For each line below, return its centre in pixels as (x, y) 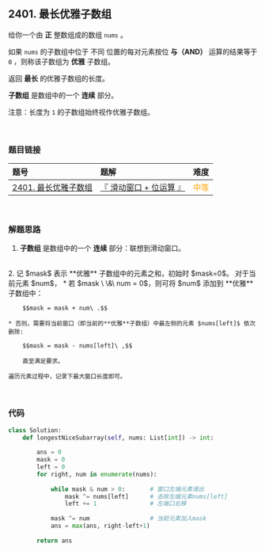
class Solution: (35, 430)
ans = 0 (49, 452)
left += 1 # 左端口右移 (126, 504)
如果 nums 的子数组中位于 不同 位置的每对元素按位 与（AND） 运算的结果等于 (133, 51)
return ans (55, 541)
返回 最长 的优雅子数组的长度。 (59, 78)
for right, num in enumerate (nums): (97, 474)
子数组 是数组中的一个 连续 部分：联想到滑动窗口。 (102, 249)
